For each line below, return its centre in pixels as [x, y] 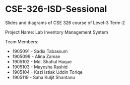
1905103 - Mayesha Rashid [40, 67]
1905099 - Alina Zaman [36, 56]
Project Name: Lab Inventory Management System [57, 32]
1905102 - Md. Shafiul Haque [42, 61]
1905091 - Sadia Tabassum [40, 51]
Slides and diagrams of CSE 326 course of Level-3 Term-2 [65, 23]
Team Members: [22, 42]
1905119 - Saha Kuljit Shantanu [44, 77]
